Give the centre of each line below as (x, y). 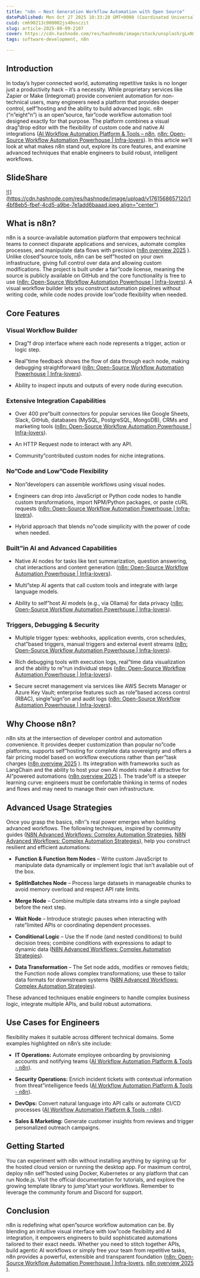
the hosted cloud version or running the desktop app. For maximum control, (99, 1167)
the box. (25, 871)
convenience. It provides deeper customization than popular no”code (91, 744)
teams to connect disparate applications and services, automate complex (96, 244)
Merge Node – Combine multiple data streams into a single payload (97, 900)
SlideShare (27, 178)
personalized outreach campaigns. (57, 1127)
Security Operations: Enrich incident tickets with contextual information (103, 1079)
